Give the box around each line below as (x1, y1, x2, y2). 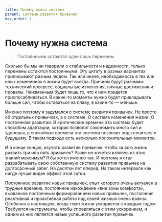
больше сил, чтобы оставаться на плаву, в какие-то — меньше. (5, 99, 139, 105)
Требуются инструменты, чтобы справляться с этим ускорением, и (5, 206, 147, 212)
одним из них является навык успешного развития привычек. (5, 211, 135, 217)
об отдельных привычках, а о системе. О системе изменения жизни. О (5, 114, 154, 120)
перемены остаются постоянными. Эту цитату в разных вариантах (5, 68, 146, 74)
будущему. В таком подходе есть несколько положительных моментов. (5, 135, 156, 141)
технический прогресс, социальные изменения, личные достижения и (5, 84, 153, 90)
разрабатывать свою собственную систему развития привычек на (5, 160, 145, 166)
